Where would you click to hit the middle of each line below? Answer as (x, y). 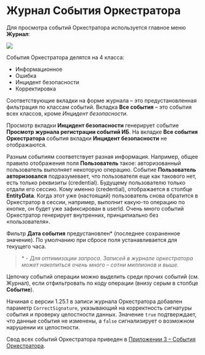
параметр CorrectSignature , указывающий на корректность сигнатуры (99, 308)
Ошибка (26, 75)
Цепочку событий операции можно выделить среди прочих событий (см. (103, 276)
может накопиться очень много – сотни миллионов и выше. (100, 265)
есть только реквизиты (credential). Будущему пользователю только (96, 182)
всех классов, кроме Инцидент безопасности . (67, 113)
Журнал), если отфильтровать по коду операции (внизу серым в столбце (102, 283)
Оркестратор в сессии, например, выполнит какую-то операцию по (96, 202)
